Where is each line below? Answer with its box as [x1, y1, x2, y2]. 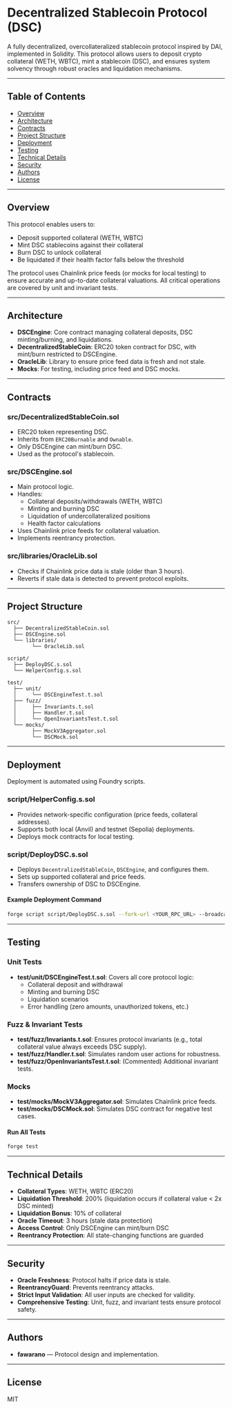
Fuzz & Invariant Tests [7, 1020, 83, 1029]
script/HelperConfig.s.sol [7, 795, 95, 804]
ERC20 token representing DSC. [17, 428, 109, 436]
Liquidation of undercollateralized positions [27, 512, 151, 521]
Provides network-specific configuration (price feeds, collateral [17, 810, 198, 819]
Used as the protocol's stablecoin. [17, 450, 115, 458]
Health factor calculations [27, 519, 101, 527]
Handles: [17, 490, 43, 498]
